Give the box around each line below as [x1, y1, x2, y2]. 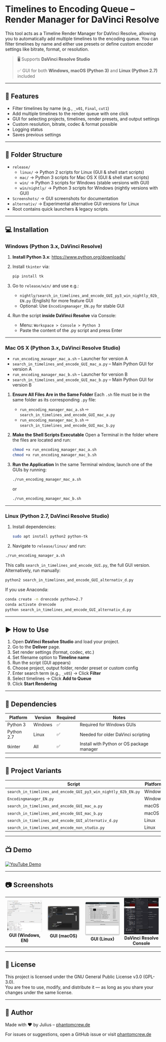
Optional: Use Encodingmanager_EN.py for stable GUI [19, 303, 124, 309]
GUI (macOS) [49, 932, 78, 938]
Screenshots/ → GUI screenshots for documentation [12, 195, 119, 201]
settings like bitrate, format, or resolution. [5, 46, 89, 52]
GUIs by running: [12, 467, 47, 473]
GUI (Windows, [9, 932, 41, 938]
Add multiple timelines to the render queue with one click [12, 110, 129, 116]
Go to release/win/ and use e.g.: [12, 283, 79, 289]
